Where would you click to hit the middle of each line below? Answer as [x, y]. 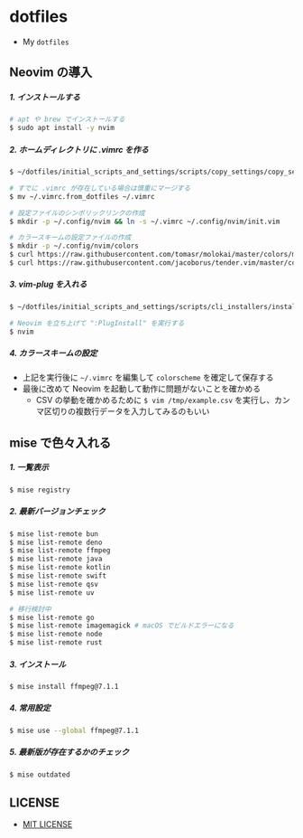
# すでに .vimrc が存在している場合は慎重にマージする [100, 188]
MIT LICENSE [47, 824]
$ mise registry [40, 490]
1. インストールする [45, 97]
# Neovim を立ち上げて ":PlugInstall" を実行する [97, 323]
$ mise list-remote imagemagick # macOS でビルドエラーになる [122, 626]
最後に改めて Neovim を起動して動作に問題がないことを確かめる [142, 389]
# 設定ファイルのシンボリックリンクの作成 [78, 213]
